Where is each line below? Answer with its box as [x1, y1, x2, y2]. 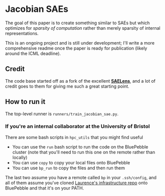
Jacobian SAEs [5, 3, 68, 15]
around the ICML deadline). [5, 50, 61, 56]
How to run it [5, 98, 46, 106]
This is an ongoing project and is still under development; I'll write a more [5, 40, 155, 46]
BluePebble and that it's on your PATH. [5, 185, 84, 191]
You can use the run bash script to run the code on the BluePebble [12, 144, 149, 149]
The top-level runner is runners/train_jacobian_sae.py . [5, 110, 119, 117]
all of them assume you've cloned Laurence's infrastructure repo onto [5, 180, 148, 186]
